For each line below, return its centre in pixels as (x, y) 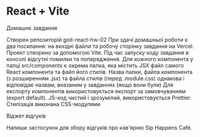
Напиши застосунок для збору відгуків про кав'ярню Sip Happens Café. (99, 127)
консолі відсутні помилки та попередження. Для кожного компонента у (100, 59)
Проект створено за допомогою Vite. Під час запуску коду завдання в (98, 52)
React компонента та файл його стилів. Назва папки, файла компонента (99, 72)
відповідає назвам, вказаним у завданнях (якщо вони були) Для (90, 85)
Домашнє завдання (32, 28)
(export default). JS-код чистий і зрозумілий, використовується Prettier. (99, 98)
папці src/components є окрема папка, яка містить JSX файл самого (95, 65)
